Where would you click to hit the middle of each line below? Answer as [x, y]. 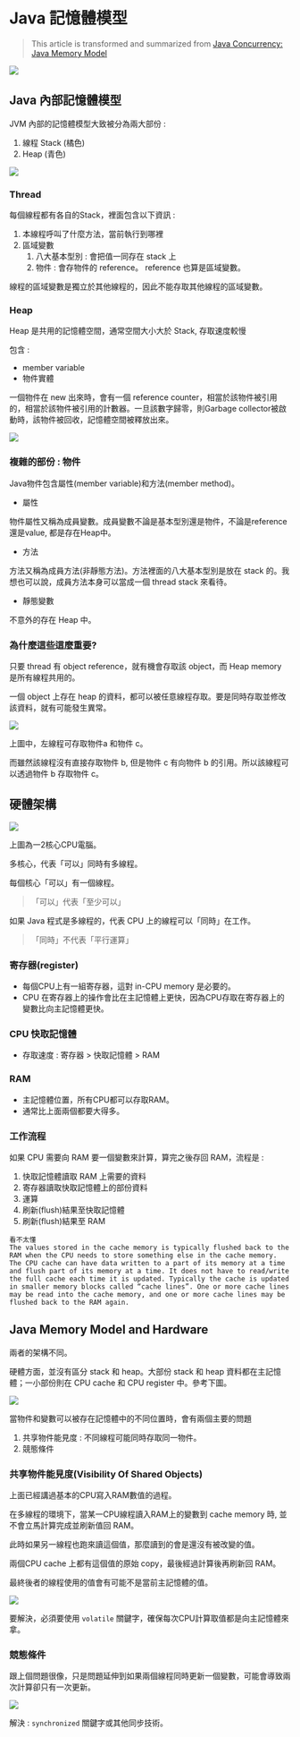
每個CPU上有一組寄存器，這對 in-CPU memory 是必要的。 [129, 986]
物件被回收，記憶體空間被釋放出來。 [107, 420]
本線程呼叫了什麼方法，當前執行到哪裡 [92, 234]
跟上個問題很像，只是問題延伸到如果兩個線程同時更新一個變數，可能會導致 [146, 1676]
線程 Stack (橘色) [54, 142]
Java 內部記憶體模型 [66, 101]
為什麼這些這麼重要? [53, 645]
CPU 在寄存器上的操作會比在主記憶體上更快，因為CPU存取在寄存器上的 [153, 998]
